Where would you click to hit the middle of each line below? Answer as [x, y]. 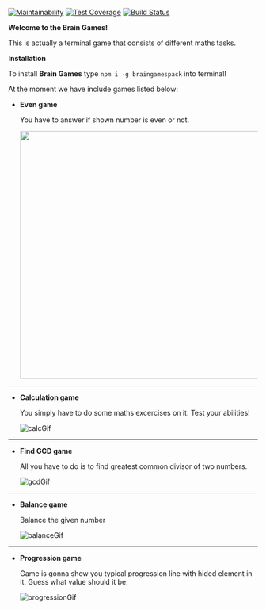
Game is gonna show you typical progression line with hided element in [136, 574]
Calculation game [49, 397]
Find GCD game [46, 451]
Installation [27, 58]
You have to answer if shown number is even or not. [104, 120]
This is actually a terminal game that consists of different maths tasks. [122, 43]
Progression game [50, 558]
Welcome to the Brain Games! [58, 27]
